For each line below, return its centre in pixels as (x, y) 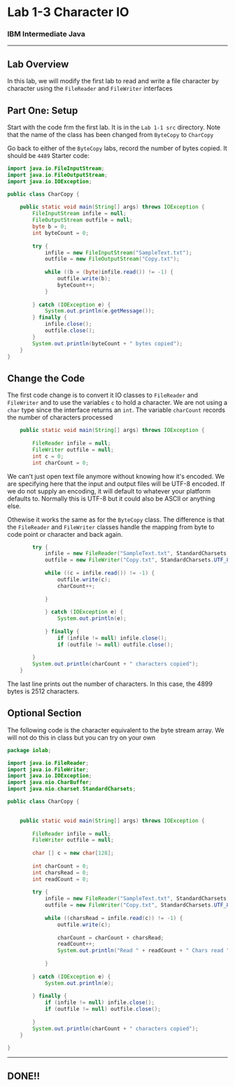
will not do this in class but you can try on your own (81, 737)
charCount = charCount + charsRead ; (111, 937)
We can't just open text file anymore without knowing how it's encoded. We (116, 476)
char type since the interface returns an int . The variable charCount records (116, 410)
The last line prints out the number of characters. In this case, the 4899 (110, 684)
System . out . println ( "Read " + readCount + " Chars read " (143, 951)
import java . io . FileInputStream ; (56, 168)
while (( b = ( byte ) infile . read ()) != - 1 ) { (109, 272)
